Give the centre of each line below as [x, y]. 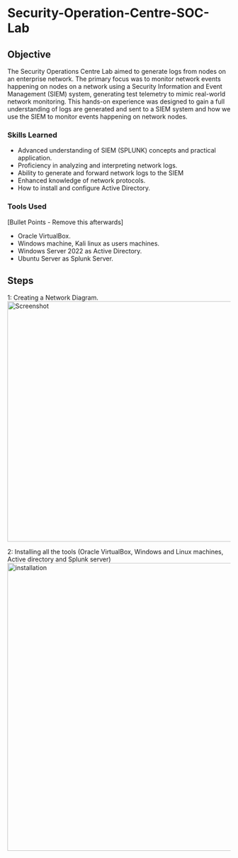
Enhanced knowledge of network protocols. [81, 181]
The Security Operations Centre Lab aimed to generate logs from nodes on [117, 71]
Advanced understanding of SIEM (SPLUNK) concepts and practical [117, 150]
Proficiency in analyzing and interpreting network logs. [97, 165]
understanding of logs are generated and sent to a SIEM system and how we [119, 109]
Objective [29, 54]
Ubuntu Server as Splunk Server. [65, 258]
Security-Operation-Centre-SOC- [108, 13]
